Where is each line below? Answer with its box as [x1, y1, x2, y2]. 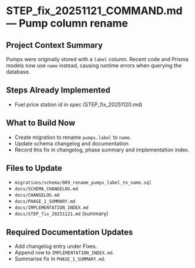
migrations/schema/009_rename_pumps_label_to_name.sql [14, 180, 152, 186]
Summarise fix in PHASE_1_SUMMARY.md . [14, 255, 106, 263]
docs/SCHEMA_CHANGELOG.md [14, 186, 78, 192]
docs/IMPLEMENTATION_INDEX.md [14, 205, 89, 211]
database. [6, 68, 31, 75]
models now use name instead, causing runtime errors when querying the [6, 62, 182, 69]
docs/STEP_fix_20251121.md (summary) [14, 210, 109, 217]
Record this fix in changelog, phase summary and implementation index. [14, 146, 190, 153]
